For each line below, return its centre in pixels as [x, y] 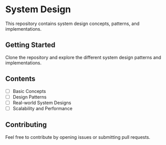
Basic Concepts [29, 91]
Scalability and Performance [42, 108]
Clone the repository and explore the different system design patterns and [83, 57]
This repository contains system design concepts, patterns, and [72, 23]
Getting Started [30, 45]
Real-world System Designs [42, 103]
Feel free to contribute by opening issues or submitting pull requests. [78, 137]
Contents [20, 79]
